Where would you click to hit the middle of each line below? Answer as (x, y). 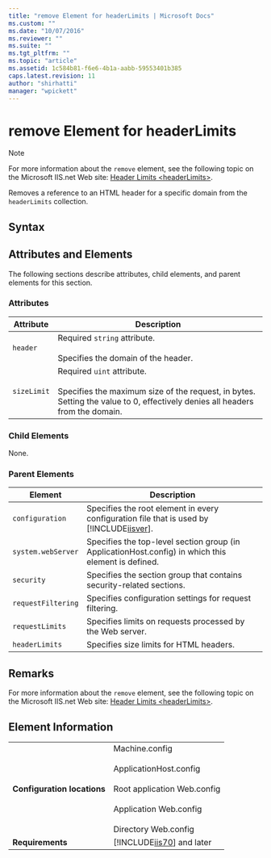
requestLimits (40, 627)
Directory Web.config (154, 830)
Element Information (61, 727)
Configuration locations (59, 789)
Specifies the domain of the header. (125, 358)
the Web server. (117, 632)
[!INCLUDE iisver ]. (119, 529)
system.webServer (46, 552)
